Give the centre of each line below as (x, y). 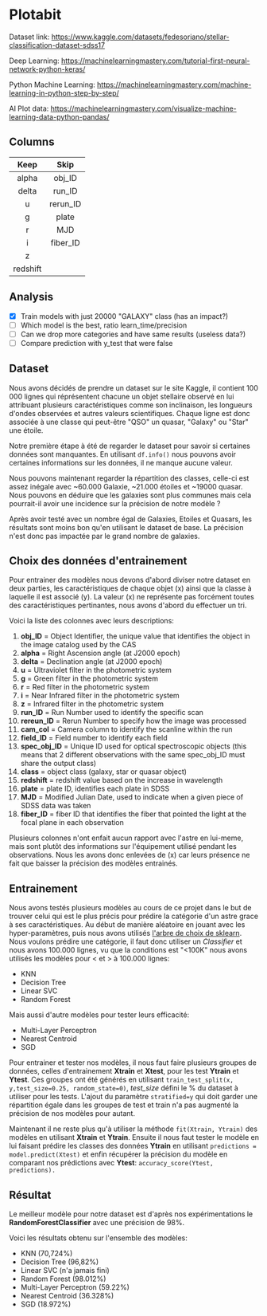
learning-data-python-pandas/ (59, 116)
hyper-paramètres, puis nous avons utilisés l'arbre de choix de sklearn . (126, 933)
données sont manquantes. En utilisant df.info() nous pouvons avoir (123, 454)
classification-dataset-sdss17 (57, 45)
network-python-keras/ (47, 69)
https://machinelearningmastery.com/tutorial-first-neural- (156, 61)
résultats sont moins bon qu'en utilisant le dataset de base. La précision (127, 527)
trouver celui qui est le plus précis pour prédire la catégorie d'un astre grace (134, 916)
